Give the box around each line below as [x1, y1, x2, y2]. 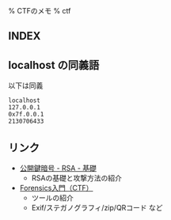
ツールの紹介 [31, 193, 74, 203]
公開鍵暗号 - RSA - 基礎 [19, 164, 97, 173]
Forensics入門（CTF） [19, 184, 93, 193]
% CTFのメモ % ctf [8, 6, 71, 15]
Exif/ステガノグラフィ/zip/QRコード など [31, 203, 164, 213]
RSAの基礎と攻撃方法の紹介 [31, 173, 123, 183]
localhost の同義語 [8, 58, 100, 72]
